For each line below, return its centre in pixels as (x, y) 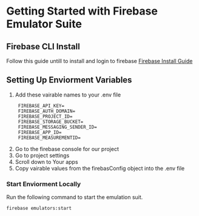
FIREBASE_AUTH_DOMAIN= (47, 111)
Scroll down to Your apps (46, 161)
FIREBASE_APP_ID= (40, 132)
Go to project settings (42, 155)
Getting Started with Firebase (82, 11)
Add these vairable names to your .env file (68, 95)
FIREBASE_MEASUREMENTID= (49, 138)
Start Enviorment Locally (44, 184)
